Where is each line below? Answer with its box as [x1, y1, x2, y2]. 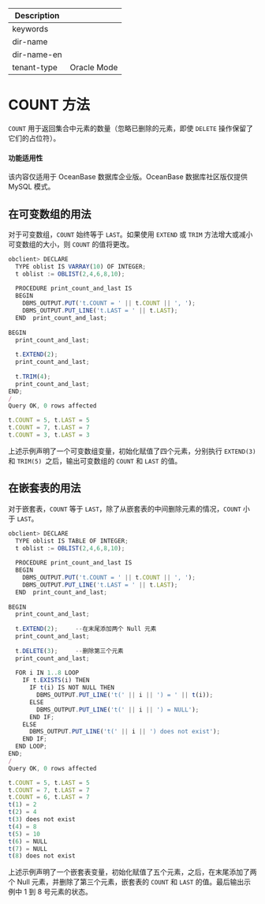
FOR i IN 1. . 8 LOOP [15, 669, 80, 677]
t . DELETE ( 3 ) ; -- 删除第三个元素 [15, 647, 124, 655]
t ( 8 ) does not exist [8, 852, 77, 860]
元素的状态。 [50, 887, 93, 897]
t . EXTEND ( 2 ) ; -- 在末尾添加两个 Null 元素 [15, 625, 157, 633]
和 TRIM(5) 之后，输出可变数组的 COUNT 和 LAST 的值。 [8, 456, 182, 465]
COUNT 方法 [8, 96, 91, 114]
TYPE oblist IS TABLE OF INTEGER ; [15, 537, 129, 545]
